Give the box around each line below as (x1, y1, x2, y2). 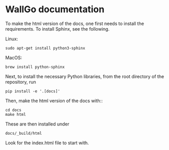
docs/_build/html (5, 131, 42, 136)
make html (5, 112, 26, 117)
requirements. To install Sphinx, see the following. (5, 26, 110, 32)
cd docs (5, 107, 22, 113)
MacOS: (5, 55, 22, 61)
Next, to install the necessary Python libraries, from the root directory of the (5, 73, 164, 80)
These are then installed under (5, 121, 70, 127)
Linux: (5, 36, 18, 42)
